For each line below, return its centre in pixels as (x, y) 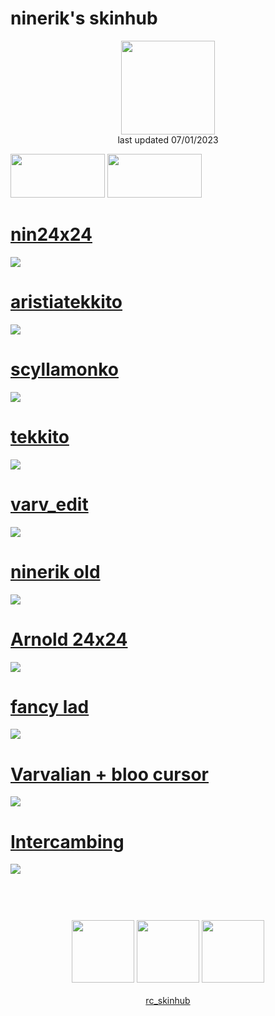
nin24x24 (51, 234)
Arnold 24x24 (69, 639)
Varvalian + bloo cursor (110, 774)
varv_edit (49, 504)
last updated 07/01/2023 (168, 139)
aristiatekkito (66, 302)
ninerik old (55, 571)
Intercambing (67, 841)
